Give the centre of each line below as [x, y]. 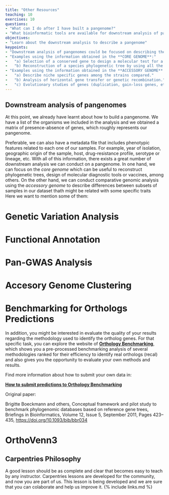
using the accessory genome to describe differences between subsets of [81, 185]
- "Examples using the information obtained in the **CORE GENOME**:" [81, 57]
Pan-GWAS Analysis [49, 262]
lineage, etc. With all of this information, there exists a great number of [78, 159]
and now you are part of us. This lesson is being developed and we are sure [84, 482]
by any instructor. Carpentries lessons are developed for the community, [80, 476]
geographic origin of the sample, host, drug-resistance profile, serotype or [82, 153]
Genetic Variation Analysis [62, 216]
